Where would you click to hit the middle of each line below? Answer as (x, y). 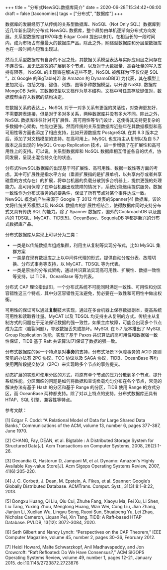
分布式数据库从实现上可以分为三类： (42, 235)
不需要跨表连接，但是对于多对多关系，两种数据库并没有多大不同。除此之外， (83, 114)
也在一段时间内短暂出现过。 (34, 49)
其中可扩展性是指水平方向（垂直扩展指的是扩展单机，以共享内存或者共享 (88, 174)
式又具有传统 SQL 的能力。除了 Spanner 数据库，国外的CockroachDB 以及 (81, 212)
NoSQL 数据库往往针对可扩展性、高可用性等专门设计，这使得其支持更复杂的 (83, 120)
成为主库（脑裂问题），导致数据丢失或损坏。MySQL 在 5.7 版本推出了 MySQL (83, 329)
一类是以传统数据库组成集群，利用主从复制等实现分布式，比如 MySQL (83, 245)
